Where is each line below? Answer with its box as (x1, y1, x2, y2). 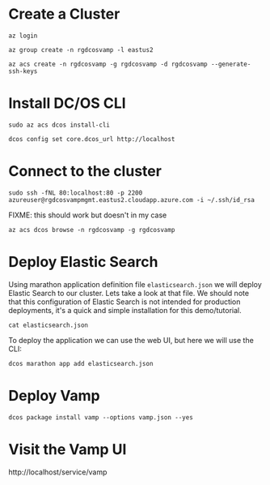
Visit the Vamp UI (8, 440, 127, 458)
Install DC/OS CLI (8, 94, 127, 113)
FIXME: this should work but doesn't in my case (8, 210, 167, 220)
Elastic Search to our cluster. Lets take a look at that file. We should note (8, 288, 249, 298)
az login (8, 32, 38, 40)
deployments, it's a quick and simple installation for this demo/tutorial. (8, 305, 243, 315)
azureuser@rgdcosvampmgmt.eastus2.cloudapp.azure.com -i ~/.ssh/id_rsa (8, 195, 255, 204)
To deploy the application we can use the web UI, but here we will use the (8, 335, 255, 345)
